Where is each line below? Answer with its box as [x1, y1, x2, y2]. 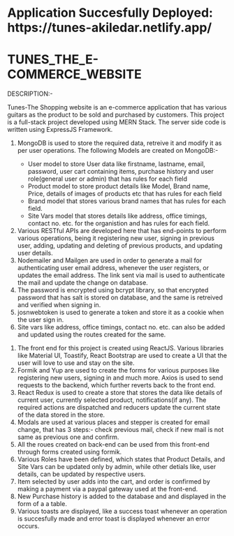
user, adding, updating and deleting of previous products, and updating [17, 241, 223, 250]
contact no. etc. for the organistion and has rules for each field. [27, 219, 210, 228]
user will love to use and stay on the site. [17, 359, 135, 367]
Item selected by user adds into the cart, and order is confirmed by [17, 477, 211, 486]
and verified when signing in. [17, 301, 101, 309]
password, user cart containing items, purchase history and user [27, 167, 214, 176]
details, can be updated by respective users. [17, 470, 146, 479]
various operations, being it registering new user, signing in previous [17, 234, 215, 242]
